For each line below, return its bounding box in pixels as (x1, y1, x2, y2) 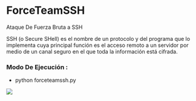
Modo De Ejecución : (6, 63, 68, 71)
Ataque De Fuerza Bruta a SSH (6, 23, 83, 31)
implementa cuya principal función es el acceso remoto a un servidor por (6, 41, 189, 49)
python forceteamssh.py (15, 76, 77, 84)
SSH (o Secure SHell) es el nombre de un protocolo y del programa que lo (6, 35, 191, 42)
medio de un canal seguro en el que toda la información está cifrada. (6, 47, 178, 55)
